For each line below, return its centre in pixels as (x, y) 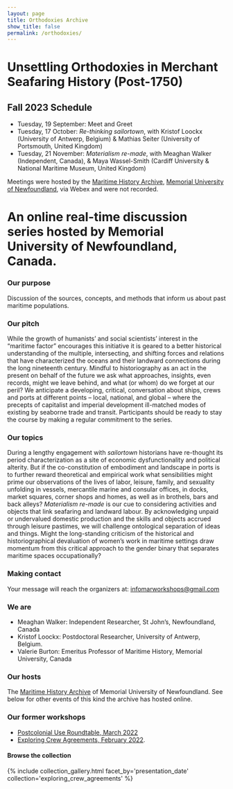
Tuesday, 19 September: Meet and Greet (75, 124)
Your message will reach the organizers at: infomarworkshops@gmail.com (113, 589)
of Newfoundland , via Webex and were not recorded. (83, 189)
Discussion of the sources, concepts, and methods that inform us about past (116, 298)
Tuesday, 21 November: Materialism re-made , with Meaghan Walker (114, 154)
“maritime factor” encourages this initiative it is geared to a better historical (114, 346)
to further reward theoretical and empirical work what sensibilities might (110, 475)
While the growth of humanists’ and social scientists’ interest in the (103, 339)
